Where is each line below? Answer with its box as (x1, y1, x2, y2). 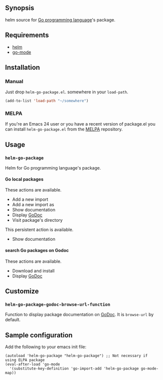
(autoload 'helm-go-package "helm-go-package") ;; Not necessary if (5, 354, 148, 359)
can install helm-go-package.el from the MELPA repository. (5, 127, 123, 132)
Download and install (12, 268, 55, 274)
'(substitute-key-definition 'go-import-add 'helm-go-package (9, 366, 139, 371)
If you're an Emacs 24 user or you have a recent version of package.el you (5, 121, 156, 127)
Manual (5, 78, 23, 84)
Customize (5, 287, 39, 295)
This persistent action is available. (5, 227, 73, 232)
